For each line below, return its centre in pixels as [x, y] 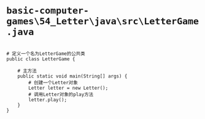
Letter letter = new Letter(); [68, 88]
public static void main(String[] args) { [72, 76]
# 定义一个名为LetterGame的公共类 [46, 54]
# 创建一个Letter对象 [53, 82]
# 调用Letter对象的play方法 [61, 94]
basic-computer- [48, 11]
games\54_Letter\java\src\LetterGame [103, 22]
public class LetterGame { [41, 59]
